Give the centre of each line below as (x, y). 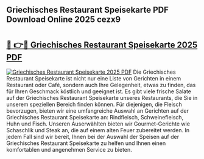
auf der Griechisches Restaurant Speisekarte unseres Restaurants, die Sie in (102, 98)
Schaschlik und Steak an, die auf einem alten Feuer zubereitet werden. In (98, 130)
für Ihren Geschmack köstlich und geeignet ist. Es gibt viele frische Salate (99, 91)
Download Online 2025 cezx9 (63, 20)
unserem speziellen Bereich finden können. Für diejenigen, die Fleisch (94, 104)
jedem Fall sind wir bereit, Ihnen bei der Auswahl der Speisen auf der (93, 137)
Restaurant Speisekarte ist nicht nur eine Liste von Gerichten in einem (94, 78)
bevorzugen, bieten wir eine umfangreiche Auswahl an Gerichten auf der (97, 111)
